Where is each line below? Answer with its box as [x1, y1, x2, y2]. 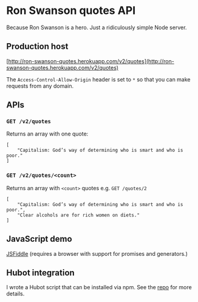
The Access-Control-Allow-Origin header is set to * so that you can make [6, 75, 191, 83]
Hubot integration [6, 267, 75, 278]
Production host [6, 41, 69, 52]
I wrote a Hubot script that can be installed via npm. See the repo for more [6, 284, 193, 291]
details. [6, 290, 25, 298]
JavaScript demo [6, 234, 72, 244]
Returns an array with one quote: [6, 130, 89, 137]
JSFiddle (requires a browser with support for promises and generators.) [6, 250, 188, 257]
